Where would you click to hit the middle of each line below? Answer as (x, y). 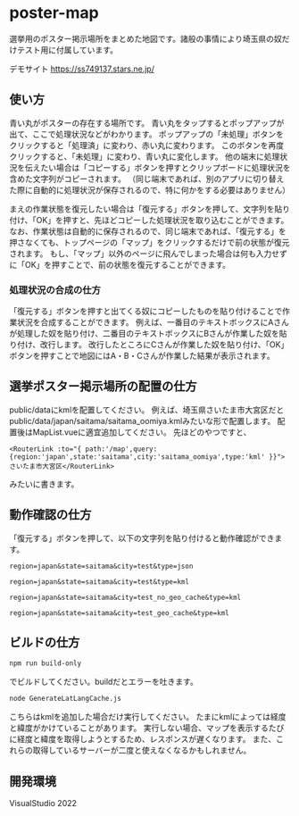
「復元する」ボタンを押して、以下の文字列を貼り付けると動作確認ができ (142, 537)
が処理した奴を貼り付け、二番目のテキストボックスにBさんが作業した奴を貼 (148, 334)
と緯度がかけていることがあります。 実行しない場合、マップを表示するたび (147, 728)
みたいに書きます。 (44, 484)
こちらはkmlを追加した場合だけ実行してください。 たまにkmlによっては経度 (148, 717)
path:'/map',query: (121, 449)
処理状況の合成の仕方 (55, 290)
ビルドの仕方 (45, 642)
